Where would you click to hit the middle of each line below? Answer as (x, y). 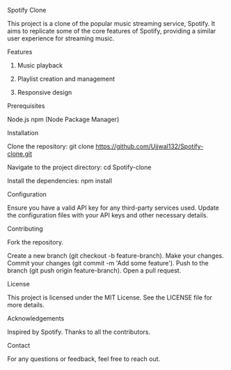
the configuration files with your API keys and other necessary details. (108, 215)
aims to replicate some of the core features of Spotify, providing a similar (112, 31)
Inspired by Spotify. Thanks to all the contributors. (79, 332)
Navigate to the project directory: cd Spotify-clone (79, 167)
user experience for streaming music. (61, 38)
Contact (18, 345)
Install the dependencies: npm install (60, 181)
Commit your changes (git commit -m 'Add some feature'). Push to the (108, 263)
